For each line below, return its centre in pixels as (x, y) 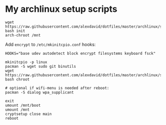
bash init (15, 31)
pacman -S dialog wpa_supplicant (40, 92)
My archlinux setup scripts (61, 9)
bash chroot (17, 79)
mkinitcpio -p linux (26, 62)
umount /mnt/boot (23, 105)
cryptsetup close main (28, 114)
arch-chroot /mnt (23, 35)
